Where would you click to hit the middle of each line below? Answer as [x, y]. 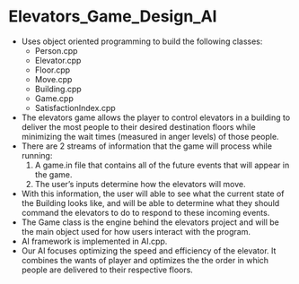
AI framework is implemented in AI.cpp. [94, 241]
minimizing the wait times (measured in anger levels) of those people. [150, 136]
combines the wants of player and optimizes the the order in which [145, 260]
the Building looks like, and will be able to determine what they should [150, 202]
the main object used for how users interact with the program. [136, 231]
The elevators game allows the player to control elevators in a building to [156, 117]
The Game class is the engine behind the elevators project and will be [150, 222]
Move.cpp [53, 79]
